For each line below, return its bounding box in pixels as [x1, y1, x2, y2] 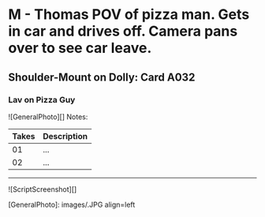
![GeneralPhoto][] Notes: [8, 112, 88, 122]
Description [43, 130, 88, 141]
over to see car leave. [8, 39, 152, 57]
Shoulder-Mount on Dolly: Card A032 [8, 70, 196, 84]
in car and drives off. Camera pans [8, 22, 238, 40]
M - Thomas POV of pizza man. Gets [8, 6, 250, 24]
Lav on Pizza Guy [8, 94, 76, 105]
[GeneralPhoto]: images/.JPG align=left [8, 200, 136, 209]
